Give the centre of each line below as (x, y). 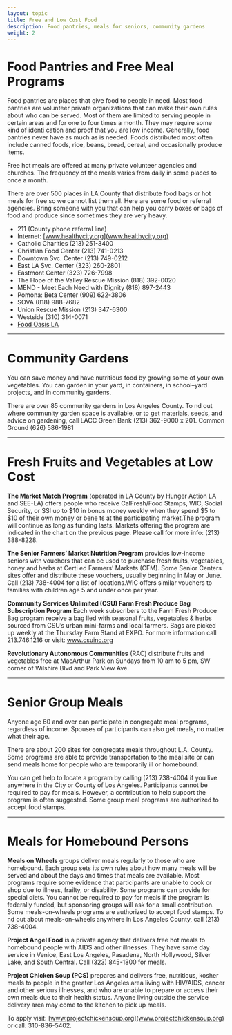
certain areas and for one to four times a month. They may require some (110, 123)
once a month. (28, 180)
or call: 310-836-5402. (40, 1025)
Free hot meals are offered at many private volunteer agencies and (102, 166)
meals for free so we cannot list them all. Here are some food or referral (109, 201)
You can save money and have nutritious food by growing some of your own (116, 378)
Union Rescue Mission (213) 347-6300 (72, 310)
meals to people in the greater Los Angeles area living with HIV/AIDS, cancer (116, 983)
